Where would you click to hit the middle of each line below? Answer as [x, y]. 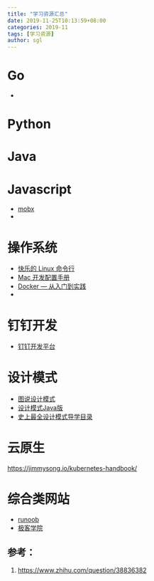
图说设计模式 [36, 399]
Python [29, 124]
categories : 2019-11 [38, 27]
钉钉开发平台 [36, 347]
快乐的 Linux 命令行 [46, 268]
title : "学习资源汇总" [38, 14]
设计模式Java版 [40, 408]
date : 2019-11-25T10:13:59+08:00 [57, 21]
